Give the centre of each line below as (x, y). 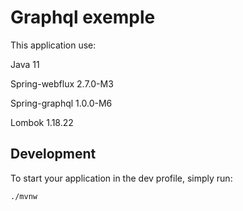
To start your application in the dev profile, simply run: (121, 178)
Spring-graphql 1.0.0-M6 (61, 103)
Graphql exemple (83, 17)
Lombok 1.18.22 (42, 122)
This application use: (53, 45)
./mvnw (24, 196)
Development (53, 154)
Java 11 (25, 64)
